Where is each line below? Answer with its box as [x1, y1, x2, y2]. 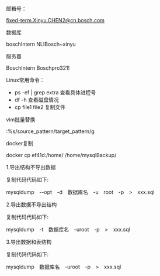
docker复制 [6, 140, 33, 146]
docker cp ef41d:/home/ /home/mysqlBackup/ [6, 152, 117, 158]
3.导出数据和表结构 [6, 238, 52, 245]
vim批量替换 [6, 116, 36, 123]
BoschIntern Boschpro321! [6, 64, 70, 71]
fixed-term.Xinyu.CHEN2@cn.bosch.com [6, 17, 105, 23]
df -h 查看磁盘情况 [14, 96, 60, 103]
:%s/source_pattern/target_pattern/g [6, 128, 95, 135]
